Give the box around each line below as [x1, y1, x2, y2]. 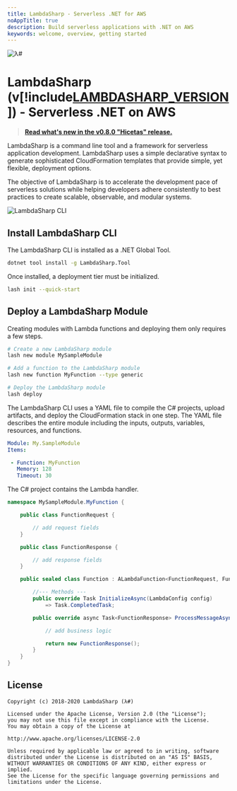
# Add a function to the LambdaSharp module [7, 365, 140, 372]
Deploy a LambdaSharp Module [7, 306, 148, 318]
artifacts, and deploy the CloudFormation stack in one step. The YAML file [7, 411, 222, 420]
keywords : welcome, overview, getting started [7, 30, 147, 37]
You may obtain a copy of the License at [7, 722, 131, 729]
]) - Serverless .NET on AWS [7, 104, 176, 120]
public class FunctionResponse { [20, 543, 119, 550]
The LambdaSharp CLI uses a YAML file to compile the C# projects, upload [7, 403, 225, 412]
